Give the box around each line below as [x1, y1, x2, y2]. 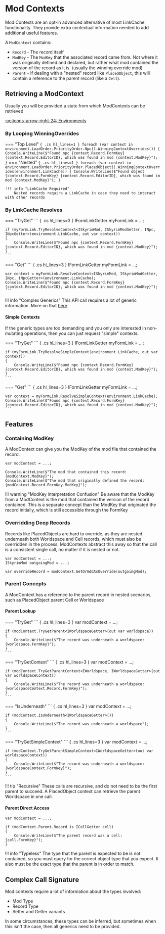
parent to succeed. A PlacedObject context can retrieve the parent [5, 789, 141, 794]
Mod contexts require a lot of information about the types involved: [5, 888, 142, 894]
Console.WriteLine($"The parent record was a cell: [14, 833, 123, 839]
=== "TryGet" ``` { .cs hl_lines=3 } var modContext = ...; [5, 619, 118, 625]
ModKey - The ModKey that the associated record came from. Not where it [12, 54, 158, 60]
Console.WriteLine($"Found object [73, 169, 145, 174]
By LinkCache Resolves [5, 206, 63, 213]
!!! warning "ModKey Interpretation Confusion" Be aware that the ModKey [5, 491, 155, 497]
